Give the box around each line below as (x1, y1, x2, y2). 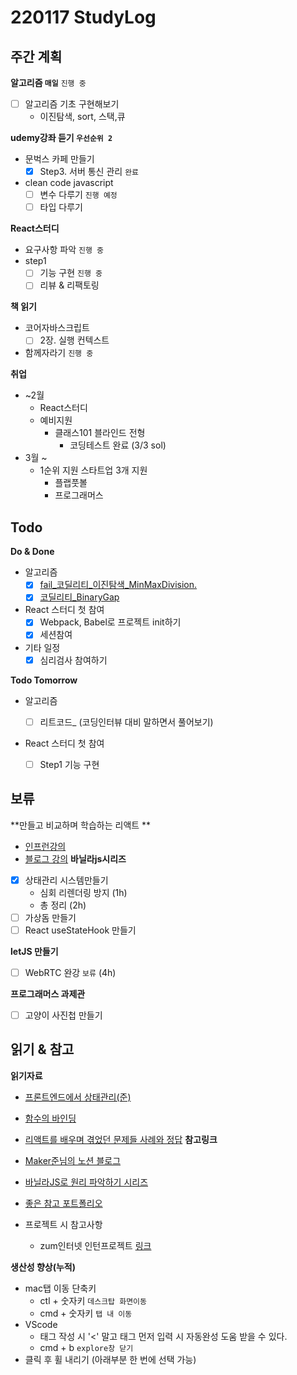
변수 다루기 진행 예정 (39, 189, 118, 201)
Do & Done (10, 546, 55, 558)
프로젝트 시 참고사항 (24, 1218, 103, 1230)
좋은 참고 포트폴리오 (24, 1197, 103, 1209)
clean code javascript (24, 177, 114, 189)
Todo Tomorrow (10, 674, 78, 686)
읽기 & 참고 (10, 1041, 75, 1058)
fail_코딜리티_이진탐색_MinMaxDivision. (39, 579, 198, 591)
